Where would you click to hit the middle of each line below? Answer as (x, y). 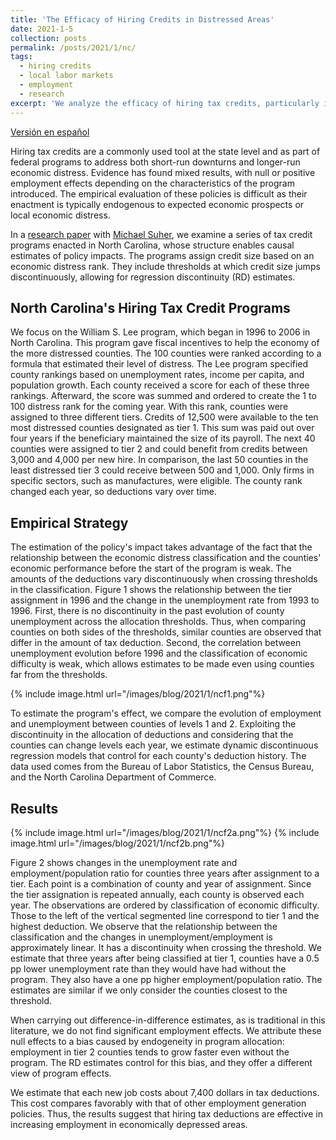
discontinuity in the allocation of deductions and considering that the (152, 735)
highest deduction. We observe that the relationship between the (144, 926)
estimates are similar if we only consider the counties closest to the (149, 990)
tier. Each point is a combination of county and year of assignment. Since (161, 883)
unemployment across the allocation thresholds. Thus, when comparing (158, 622)
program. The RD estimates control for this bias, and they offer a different (161, 1062)
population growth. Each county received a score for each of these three (160, 385)
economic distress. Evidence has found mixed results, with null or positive (163, 172)
